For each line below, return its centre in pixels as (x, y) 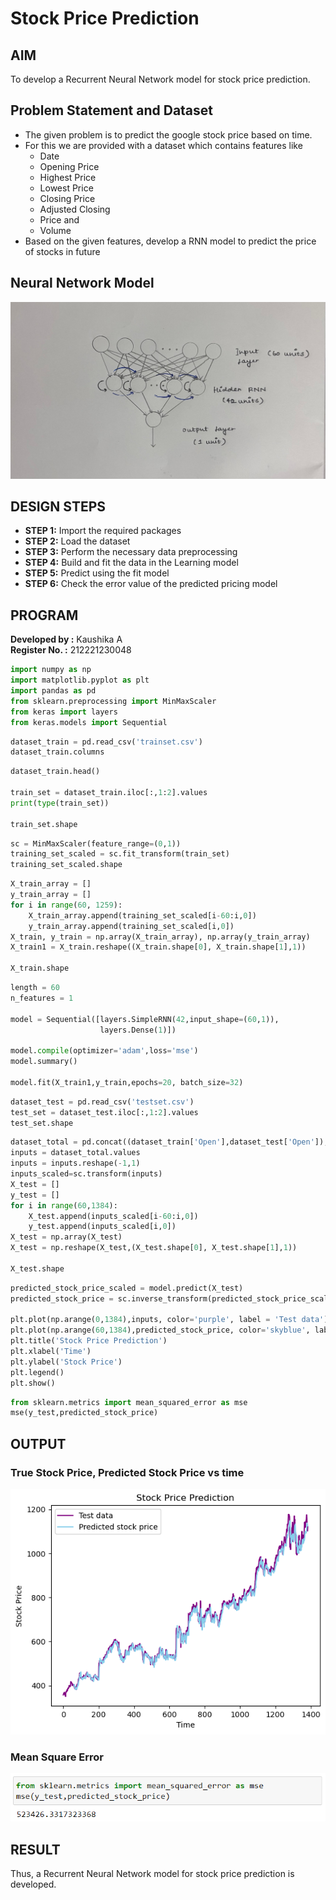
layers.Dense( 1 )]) (138, 1030)
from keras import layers (64, 712)
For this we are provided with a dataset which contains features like (163, 145)
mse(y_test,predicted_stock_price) (84, 1413)
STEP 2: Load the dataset (77, 541)
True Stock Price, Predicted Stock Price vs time (127, 1472)
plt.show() (33, 1383)
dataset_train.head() (55, 772)
